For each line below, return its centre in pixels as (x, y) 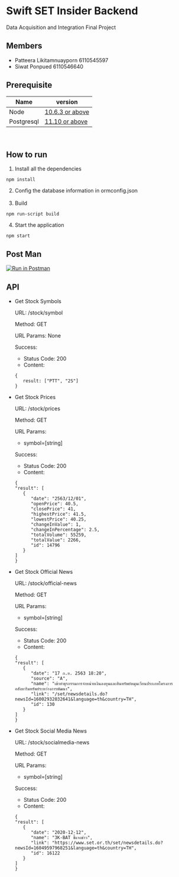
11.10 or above (66, 121)
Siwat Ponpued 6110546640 (49, 66)
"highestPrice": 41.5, (58, 514)
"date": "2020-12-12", (58, 833)
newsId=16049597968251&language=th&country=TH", (76, 848)
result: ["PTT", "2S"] (51, 381)
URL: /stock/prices (38, 409)
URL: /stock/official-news (45, 583)
